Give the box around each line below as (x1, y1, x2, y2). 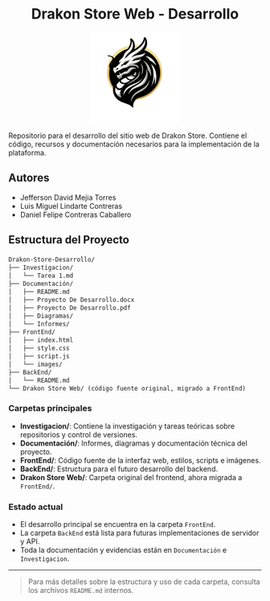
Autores (8, 171, 50, 185)
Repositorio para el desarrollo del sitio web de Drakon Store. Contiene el (8, 131, 247, 140)
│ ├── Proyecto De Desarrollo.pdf (8, 304, 131, 312)
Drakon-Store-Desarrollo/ (8, 255, 95, 263)
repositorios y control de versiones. (19, 429, 138, 439)
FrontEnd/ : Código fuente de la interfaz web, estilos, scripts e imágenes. (19, 455, 261, 465)
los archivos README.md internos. (27, 586, 134, 595)
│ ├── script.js (8, 352, 70, 360)
